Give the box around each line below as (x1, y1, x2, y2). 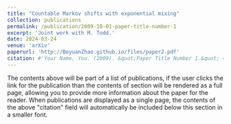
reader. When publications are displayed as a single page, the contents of (7, 96, 216, 104)
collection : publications (7, 17, 81, 23)
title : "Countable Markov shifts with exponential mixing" (7, 10, 180, 17)
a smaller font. (7, 110, 48, 118)
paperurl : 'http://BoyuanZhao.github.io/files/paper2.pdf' (7, 49, 180, 56)
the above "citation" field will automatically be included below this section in (7, 103, 223, 111)
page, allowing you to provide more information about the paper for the (7, 88, 208, 96)
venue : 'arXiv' (7, 42, 51, 49)
